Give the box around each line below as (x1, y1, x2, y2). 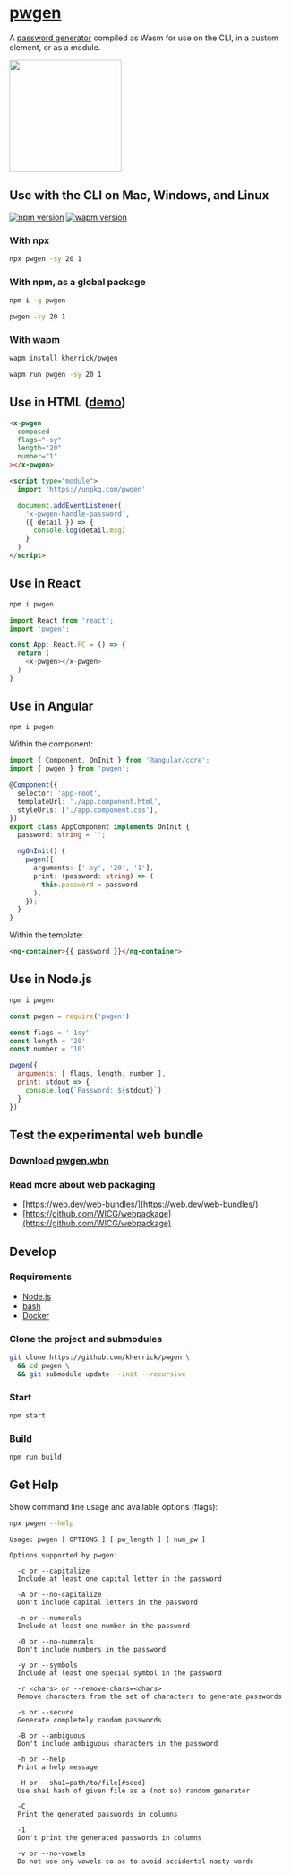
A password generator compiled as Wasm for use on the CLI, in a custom (9, 32, 279, 43)
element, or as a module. (9, 41, 101, 52)
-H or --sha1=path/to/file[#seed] (17, 1778, 146, 1787)
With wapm (9, 333, 61, 345)
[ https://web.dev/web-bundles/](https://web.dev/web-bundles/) (21, 1199, 259, 1209)
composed (17, 427, 50, 436)
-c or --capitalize (17, 1566, 90, 1575)
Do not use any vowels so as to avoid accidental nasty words (17, 1856, 254, 1866)
